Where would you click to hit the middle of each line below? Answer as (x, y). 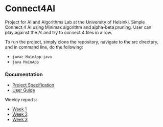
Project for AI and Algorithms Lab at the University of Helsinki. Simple (75, 22)
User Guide (23, 90)
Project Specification (33, 85)
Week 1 (19, 109)
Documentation (24, 74)
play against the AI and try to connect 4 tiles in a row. (59, 32)
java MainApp (25, 62)
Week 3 (20, 120)
